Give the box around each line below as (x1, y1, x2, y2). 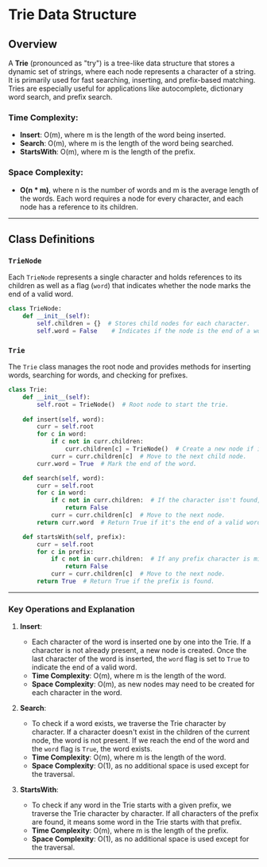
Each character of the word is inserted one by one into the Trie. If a (31, 637, 252, 646)
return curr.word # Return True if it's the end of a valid (37, 518, 244, 526)
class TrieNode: (8, 305, 62, 313)
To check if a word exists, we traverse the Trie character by (31, 719, 226, 728)
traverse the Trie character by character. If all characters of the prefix (31, 809, 259, 818)
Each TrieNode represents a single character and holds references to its (8, 272, 242, 282)
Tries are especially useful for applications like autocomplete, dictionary (8, 84, 244, 93)
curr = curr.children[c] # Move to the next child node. (50, 452, 247, 460)
